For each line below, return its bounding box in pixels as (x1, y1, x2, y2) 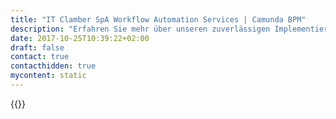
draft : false (10, 42, 65, 53)
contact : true (10, 52, 70, 62)
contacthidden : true (10, 61, 97, 71)
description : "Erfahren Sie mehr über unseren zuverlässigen (10, 24, 271, 34)
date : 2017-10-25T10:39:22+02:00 (10, 33, 150, 43)
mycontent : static (10, 71, 87, 81)
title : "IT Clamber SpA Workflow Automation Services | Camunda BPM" (10, 14, 307, 25)
